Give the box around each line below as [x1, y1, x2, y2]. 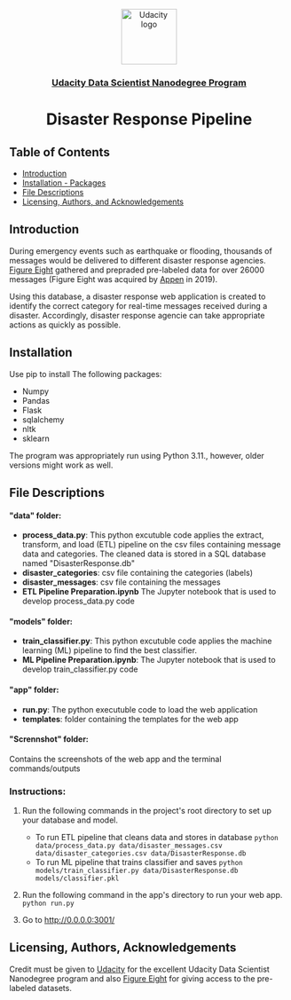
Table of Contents [9, 145, 111, 160]
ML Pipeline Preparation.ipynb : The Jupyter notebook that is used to [21, 655, 277, 665]
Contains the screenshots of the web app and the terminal [9, 753, 222, 764]
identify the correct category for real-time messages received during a [9, 300, 268, 311]
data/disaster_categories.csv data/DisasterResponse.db [35, 849, 247, 858]
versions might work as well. [9, 460, 114, 470]
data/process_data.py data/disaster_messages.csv [35, 841, 224, 851]
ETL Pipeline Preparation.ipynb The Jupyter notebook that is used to [21, 587, 277, 597]
